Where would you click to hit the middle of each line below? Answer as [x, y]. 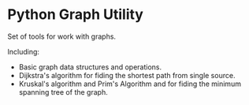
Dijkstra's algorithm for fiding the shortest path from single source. [127, 75]
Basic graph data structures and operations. [90, 67]
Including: [24, 51]
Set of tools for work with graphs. [61, 36]
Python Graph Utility [75, 15]
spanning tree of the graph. [63, 92]
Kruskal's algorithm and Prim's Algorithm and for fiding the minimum [130, 84]
